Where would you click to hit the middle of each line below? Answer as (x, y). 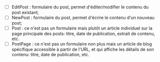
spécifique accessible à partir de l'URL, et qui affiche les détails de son (83, 49)
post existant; (25, 13)
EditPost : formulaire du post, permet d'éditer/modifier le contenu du (80, 7)
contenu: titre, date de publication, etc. (50, 55)
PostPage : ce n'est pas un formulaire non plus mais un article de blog (82, 44)
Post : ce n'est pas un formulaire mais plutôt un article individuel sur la (82, 28)
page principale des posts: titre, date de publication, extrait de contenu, (83, 34)
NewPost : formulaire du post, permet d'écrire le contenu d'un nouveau (83, 18)
